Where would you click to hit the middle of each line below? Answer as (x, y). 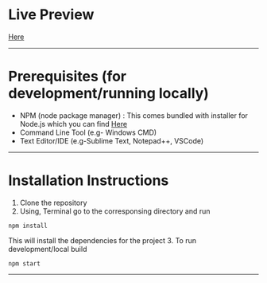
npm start (25, 263)
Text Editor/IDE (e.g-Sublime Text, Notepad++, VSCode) (112, 140)
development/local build (48, 249)
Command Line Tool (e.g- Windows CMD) (88, 132)
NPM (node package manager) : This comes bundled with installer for (134, 115)
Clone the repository (53, 202)
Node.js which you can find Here (74, 124)
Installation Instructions (89, 181)
